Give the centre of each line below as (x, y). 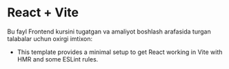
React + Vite (43, 13)
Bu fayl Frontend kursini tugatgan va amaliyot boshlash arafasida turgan (109, 31)
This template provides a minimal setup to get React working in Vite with (120, 52)
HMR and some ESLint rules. (58, 59)
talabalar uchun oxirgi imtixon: (50, 38)
